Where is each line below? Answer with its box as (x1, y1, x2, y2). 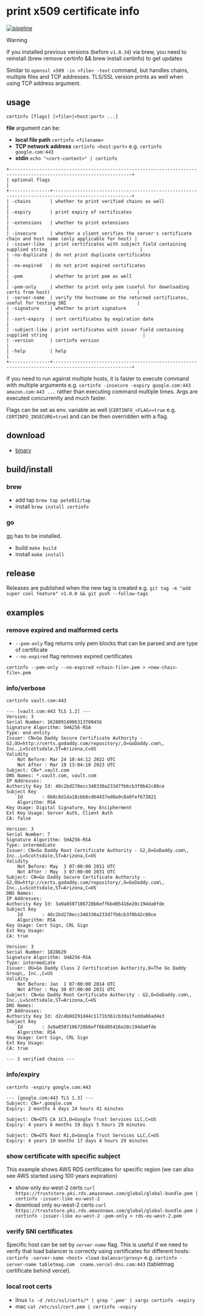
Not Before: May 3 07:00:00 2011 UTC (17, 864, 116, 870)
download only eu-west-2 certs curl (15, 1201, 107, 1208)
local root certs (6, 1282, 52, 1291)
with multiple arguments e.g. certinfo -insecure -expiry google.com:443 (6, 381, 191, 389)
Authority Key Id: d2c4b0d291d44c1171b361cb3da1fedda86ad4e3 (6, 1013, 165, 1020)
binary (15, 446, 32, 454)
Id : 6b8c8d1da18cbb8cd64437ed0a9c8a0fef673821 (17, 794, 157, 800)
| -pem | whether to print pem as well (6, 273, 132, 279)
